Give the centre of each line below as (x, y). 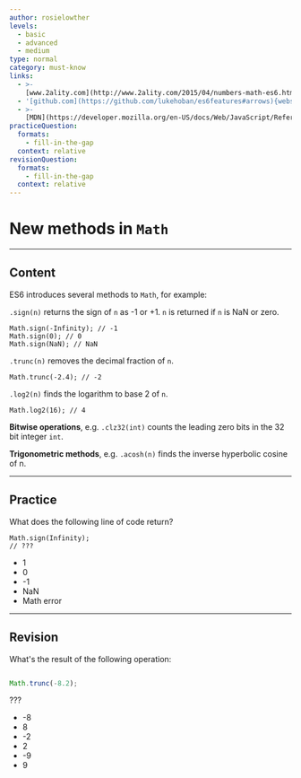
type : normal (34, 59)
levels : (24, 26)
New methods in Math (89, 229)
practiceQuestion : (43, 127)
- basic (32, 34)
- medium (34, 51)
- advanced (38, 43)
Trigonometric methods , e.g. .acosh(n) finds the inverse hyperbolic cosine (149, 453)
